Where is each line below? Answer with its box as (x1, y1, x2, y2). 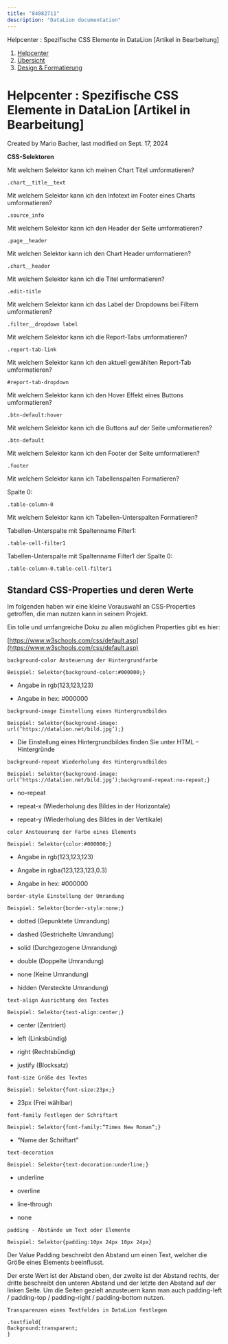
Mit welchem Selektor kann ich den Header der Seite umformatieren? (7, 224, 203, 233)
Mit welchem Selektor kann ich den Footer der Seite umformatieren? (7, 449, 201, 458)
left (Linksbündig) (16, 1034, 67, 1043)
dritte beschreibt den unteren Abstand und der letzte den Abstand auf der (7, 1279, 216, 1288)
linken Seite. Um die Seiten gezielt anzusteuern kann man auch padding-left (7, 1286, 223, 1294)
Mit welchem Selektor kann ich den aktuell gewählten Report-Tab (7, 359, 192, 367)
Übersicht (16, 56, 45, 64)
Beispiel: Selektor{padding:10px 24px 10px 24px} (7, 1239, 152, 1246)
